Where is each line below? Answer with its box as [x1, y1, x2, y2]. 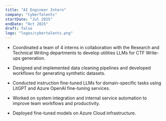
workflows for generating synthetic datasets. [12, 70, 106, 76]
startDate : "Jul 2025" [5, 17, 53, 22]
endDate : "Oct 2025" [5, 21, 49, 27]
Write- [145, 50, 159, 56]
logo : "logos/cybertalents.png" [5, 31, 73, 36]
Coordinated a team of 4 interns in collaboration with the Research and [12, 45, 159, 50]
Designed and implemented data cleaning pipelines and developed [12, 65, 151, 71]
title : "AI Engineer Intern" [5, 7, 66, 13]
